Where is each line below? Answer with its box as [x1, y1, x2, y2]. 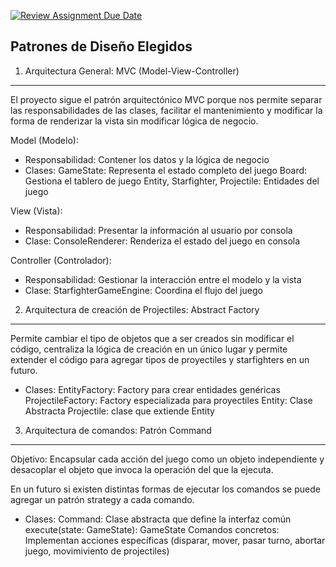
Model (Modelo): [10, 134, 79, 146]
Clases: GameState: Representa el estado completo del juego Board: [24, 164, 308, 176]
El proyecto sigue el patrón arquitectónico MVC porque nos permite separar [10, 93, 323, 105]
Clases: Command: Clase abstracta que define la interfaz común [24, 513, 292, 525]
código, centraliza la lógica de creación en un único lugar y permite [10, 343, 288, 355]
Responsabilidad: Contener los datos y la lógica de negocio [24, 153, 270, 165]
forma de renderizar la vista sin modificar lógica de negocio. [10, 115, 259, 127]
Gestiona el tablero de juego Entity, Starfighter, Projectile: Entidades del [24, 175, 320, 187]
